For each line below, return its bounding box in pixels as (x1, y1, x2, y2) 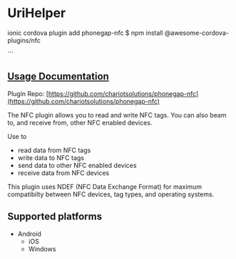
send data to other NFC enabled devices (17, 161, 137, 169)
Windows (28, 244, 56, 253)
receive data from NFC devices (17, 169, 110, 177)
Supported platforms (7, 211, 102, 223)
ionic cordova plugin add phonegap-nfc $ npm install (7, 28, 163, 37)
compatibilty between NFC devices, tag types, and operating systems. (7, 190, 215, 199)
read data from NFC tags (17, 146, 91, 154)
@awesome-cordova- (164, 28, 230, 37)
